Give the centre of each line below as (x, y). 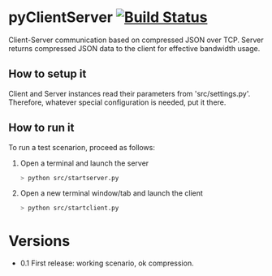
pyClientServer (61, 17)
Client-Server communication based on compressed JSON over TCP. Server (136, 40)
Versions (39, 241)
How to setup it (47, 74)
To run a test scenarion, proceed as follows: (82, 147)
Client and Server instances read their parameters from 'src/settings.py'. (130, 93)
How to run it (41, 128)
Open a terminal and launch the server (84, 163)
